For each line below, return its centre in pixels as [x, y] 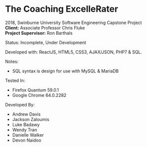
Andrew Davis [26, 114]
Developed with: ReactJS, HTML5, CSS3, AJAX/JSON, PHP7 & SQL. [74, 52]
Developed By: [20, 104]
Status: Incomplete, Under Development [46, 42]
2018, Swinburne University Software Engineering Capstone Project [73, 23]
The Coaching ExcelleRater [62, 9]
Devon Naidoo [27, 140]
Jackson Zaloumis [31, 119]
